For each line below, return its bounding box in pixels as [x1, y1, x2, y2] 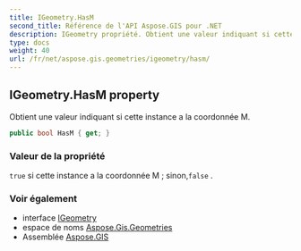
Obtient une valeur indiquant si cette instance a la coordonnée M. [9, 111, 251, 121]
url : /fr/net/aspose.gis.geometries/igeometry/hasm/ [9, 54, 211, 63]
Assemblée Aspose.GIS [21, 231, 109, 242]
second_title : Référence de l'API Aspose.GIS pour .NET [9, 21, 222, 30]
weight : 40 [9, 46, 50, 55]
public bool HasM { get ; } [9, 129, 110, 138]
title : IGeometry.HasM [9, 13, 94, 22]
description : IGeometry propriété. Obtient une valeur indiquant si [9, 29, 271, 38]
